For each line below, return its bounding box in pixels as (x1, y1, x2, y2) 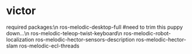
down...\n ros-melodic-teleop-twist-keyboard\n (6, 29, 123, 36)
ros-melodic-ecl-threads (18, 42, 80, 49)
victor (6, 4, 36, 18)
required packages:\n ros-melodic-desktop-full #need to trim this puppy (6, 23, 183, 31)
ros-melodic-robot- (124, 29, 171, 36)
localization (6, 36, 34, 43)
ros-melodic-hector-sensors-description (35, 36, 135, 43)
